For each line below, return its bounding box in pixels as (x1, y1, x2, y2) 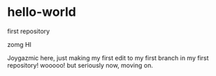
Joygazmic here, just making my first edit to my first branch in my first (7, 53, 209, 62)
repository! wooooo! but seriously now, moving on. (7, 61, 154, 69)
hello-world (7, 4, 77, 20)
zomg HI (7, 40, 31, 48)
